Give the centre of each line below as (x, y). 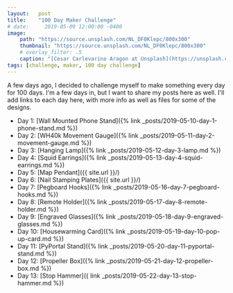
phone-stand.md (41, 128)
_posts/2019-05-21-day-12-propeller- (160, 260)
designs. (19, 107)
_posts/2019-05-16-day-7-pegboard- (166, 187)
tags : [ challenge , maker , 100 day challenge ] (74, 65)
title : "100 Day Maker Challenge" (62, 20)
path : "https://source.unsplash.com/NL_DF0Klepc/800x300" (105, 40)
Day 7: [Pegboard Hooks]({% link (64, 187)
